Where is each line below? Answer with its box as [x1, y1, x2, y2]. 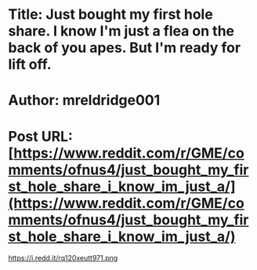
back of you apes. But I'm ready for [8, 39, 241, 57]
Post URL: [8, 127, 73, 145]
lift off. [8, 56, 52, 74]
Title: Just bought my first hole [8, 5, 213, 24]
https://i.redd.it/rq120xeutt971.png [8, 254, 118, 263]
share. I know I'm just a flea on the [8, 22, 235, 40]
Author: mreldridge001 [8, 92, 161, 109]
